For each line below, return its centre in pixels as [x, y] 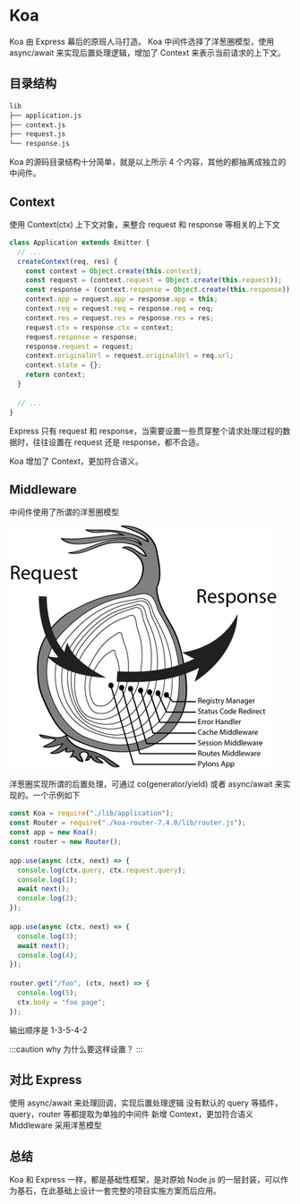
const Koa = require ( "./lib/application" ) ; [92, 814]
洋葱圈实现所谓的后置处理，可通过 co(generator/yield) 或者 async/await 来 [146, 784]
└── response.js [39, 144]
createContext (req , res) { [68, 261]
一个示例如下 [56, 795]
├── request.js [38, 134]
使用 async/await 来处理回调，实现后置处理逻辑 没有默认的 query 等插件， [146, 1103]
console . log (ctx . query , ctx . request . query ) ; [102, 870]
